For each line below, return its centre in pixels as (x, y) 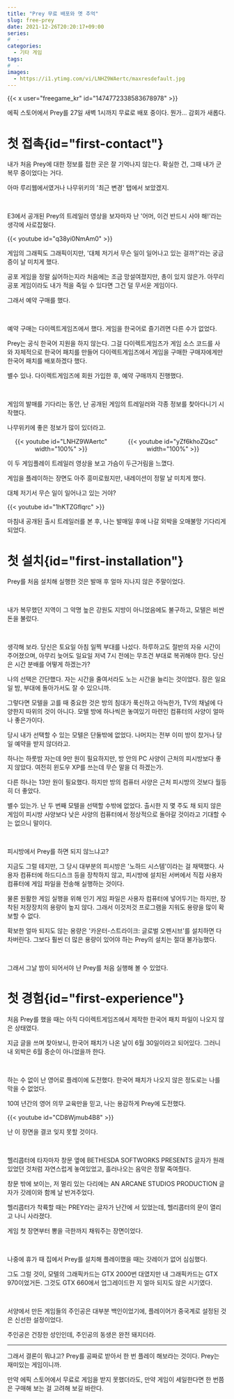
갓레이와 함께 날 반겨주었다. (57, 1192)
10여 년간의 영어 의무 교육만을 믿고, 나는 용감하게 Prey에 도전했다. (96, 1104)
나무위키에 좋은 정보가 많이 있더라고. (56, 428)
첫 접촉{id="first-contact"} (85, 143)
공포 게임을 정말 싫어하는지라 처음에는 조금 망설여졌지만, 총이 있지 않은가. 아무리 (116, 277)
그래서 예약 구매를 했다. (39, 300)
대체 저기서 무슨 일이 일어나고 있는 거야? (62, 493)
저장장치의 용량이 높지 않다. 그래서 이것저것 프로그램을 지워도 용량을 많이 (118, 907)
